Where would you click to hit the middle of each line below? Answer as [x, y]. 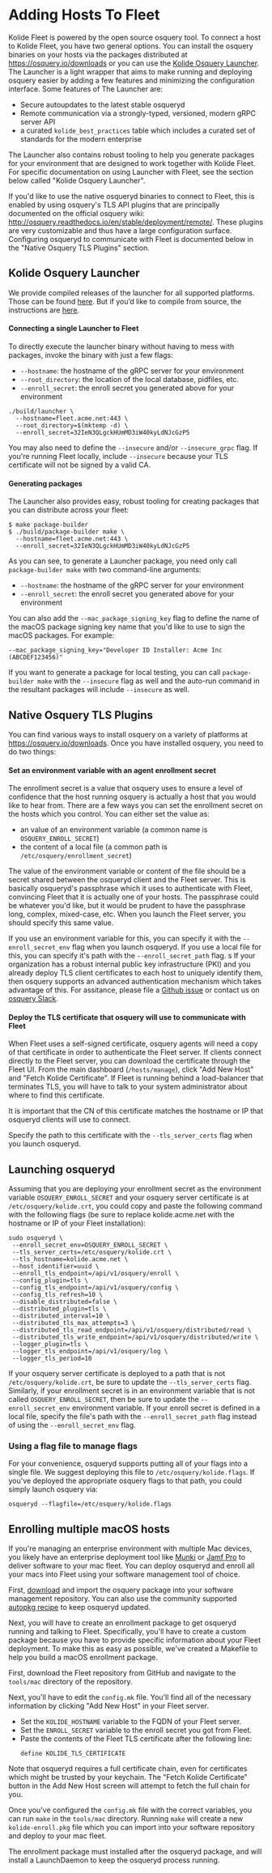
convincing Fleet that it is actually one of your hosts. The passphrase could [134, 897]
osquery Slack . [34, 999]
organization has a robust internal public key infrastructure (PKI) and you [130, 964]
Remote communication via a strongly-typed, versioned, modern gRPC [138, 113]
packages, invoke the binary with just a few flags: [91, 355]
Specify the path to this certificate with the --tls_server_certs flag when [131, 1136]
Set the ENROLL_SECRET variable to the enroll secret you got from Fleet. [136, 1731]
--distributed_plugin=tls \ [59, 1309]
